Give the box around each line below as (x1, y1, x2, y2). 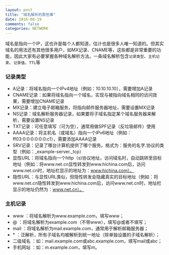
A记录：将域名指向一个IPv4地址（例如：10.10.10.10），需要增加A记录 (12, 86, 153, 92)
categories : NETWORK (5, 26, 49, 31)
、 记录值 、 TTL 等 (9, 59, 41, 66)
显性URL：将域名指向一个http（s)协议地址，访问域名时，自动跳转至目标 (12, 155, 162, 161)
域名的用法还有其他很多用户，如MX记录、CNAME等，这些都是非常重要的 (5, 47, 157, 53)
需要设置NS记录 (21, 117, 54, 123)
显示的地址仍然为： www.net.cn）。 (12, 186, 84, 193)
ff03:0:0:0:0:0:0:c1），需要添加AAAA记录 (12, 136, 97, 142)
